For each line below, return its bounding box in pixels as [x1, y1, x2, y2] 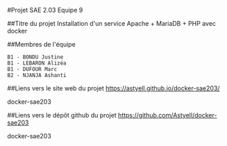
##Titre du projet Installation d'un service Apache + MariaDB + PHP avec [7, 19, 217, 27]
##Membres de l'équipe [7, 40, 76, 48]
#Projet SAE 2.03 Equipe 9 [7, 6, 83, 14]
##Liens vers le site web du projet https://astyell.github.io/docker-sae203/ [7, 84, 220, 92]
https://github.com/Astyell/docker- [117, 111, 217, 119]
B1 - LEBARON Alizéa [7, 60, 67, 67]
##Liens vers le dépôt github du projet [7, 111, 117, 119]
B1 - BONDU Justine [7, 54, 64, 60]
